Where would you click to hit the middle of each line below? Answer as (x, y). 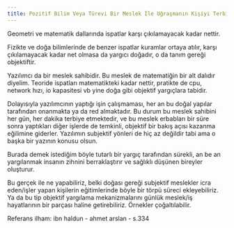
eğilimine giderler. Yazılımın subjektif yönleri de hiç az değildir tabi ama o (111, 133)
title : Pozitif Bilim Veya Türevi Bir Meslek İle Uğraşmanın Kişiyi (109, 14)
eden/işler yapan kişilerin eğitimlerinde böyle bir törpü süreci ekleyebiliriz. (113, 190)
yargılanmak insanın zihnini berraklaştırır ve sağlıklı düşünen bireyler (105, 162)
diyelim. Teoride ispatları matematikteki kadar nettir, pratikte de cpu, (104, 83)
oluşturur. (21, 169)
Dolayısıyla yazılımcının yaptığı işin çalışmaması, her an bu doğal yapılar (110, 104)
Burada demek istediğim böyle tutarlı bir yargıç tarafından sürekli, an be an (114, 154)
